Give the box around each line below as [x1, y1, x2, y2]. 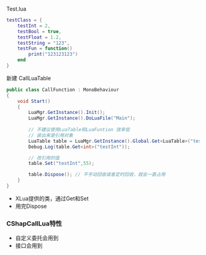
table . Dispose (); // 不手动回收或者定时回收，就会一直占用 [28, 172, 166, 178]
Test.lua [6, 6, 26, 12]
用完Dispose [15, 202, 47, 210]
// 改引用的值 [28, 154, 60, 161]
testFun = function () [17, 45, 72, 51]
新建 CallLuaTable [6, 74, 51, 82]
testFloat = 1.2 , [17, 34, 62, 40]
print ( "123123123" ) [28, 51, 78, 58]
